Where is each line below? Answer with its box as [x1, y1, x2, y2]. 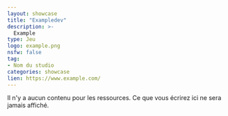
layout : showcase [7, 10, 58, 17]
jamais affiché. [7, 101, 49, 110]
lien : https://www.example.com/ [7, 74, 101, 82]
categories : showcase [7, 68, 70, 75]
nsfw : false [7, 49, 42, 56]
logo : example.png [7, 42, 60, 49]
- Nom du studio [7, 62, 54, 69]
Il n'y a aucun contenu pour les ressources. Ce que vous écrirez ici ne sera [7, 94, 222, 102]
